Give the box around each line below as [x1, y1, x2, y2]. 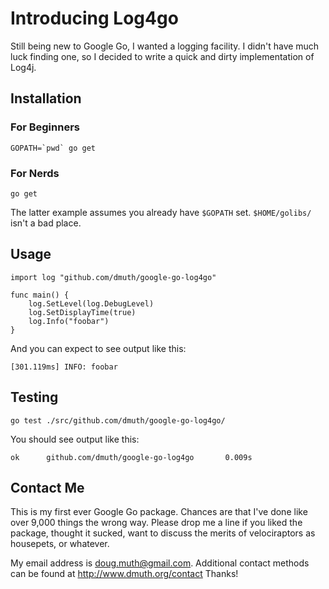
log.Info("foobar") [28, 316, 110, 326]
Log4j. [10, 61, 37, 73]
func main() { [10, 290, 70, 300]
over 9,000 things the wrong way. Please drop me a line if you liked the [10, 517, 303, 529]
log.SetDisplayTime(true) [28, 307, 137, 317]
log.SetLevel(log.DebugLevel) [28, 298, 155, 309]
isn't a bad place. [10, 217, 82, 229]
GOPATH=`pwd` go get [10, 143, 97, 153]
